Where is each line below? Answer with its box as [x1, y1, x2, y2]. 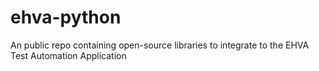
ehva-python [10, 6, 122, 29]
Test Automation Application [10, 49, 127, 61]
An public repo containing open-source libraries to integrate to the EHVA [10, 39, 310, 51]
